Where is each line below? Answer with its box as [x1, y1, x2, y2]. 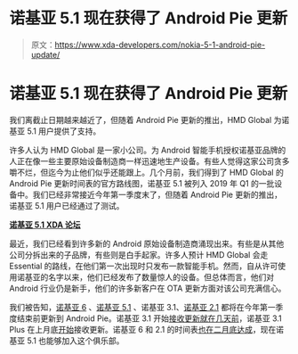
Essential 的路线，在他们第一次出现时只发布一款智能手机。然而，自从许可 [9, 260, 278, 271]
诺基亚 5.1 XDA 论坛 [9, 219, 82, 230]
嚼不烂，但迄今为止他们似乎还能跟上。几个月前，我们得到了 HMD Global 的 [9, 167, 285, 177]
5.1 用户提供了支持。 [26, 126, 101, 136]
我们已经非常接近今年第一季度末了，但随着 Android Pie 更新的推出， [32, 189, 283, 200]
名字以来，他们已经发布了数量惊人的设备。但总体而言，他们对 [47, 271, 274, 282]
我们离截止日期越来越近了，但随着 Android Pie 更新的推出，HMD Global [9, 114, 272, 125]
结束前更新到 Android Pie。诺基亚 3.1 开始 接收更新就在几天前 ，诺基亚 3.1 [16, 313, 282, 324]
